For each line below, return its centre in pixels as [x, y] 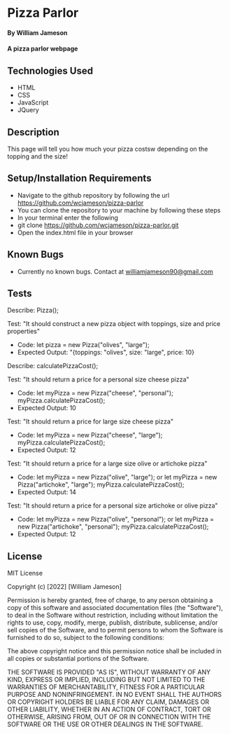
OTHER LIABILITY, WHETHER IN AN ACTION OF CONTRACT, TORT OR [109, 709]
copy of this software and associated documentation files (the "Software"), [115, 608]
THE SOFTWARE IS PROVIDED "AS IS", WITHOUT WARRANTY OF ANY [109, 672]
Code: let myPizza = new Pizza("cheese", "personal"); [95, 393]
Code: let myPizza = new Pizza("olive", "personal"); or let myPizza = [116, 519]
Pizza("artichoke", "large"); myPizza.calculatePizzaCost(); [101, 484]
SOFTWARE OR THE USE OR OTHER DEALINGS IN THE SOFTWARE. [105, 724]
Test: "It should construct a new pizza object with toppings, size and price [114, 324]
